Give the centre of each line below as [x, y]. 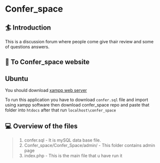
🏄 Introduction [28, 27]
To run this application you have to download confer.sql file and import [77, 100]
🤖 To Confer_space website [47, 62]
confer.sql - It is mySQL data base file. [62, 140]
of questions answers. [27, 47]
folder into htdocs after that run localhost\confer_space [61, 110]
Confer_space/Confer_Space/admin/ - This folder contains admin [90, 145]
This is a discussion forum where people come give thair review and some [80, 42]
